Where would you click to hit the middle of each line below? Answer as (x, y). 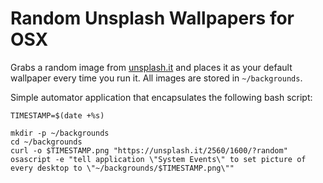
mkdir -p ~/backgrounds (60, 133)
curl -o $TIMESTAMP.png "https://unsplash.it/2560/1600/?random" (149, 150)
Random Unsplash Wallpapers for (152, 18)
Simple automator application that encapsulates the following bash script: (161, 97)
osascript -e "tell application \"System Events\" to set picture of (158, 159)
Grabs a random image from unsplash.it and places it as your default (151, 67)
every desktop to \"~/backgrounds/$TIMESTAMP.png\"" (122, 168)
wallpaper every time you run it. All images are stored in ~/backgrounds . (156, 78)
